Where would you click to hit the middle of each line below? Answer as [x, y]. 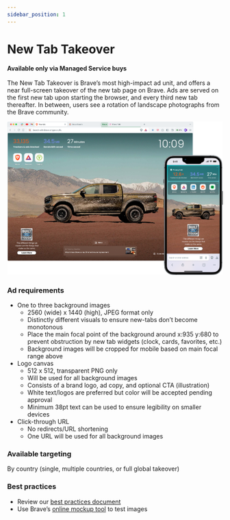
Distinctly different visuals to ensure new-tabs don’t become [112, 320]
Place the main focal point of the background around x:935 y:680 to [123, 334]
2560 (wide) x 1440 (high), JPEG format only [90, 312]
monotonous [45, 327]
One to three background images [64, 306]
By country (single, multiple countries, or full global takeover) [93, 469]
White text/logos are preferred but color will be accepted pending [119, 393]
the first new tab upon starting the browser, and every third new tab [103, 97]
